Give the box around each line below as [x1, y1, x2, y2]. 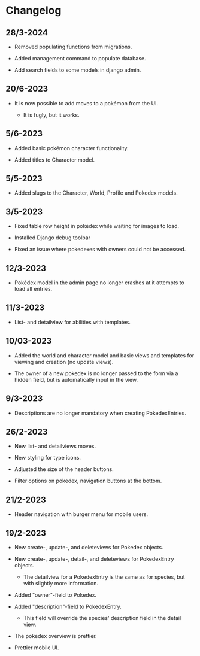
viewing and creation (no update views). [14, 358, 114, 365]
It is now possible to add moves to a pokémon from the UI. [14, 99, 159, 107]
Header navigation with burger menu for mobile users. [14, 511, 148, 518]
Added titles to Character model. [14, 156, 95, 163]
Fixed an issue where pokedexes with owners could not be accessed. [14, 246, 186, 253]
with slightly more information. [23, 579, 99, 587]
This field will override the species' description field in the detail [23, 614, 181, 621]
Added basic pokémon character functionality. [14, 144, 129, 151]
